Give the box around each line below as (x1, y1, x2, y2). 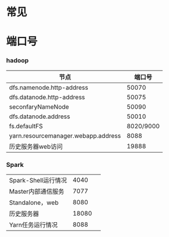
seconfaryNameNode (9, 102, 69, 110)
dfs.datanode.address (9, 112, 71, 121)
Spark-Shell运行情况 (9, 176, 67, 184)
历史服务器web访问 (9, 142, 63, 150)
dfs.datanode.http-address (9, 93, 85, 101)
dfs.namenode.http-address (9, 83, 89, 91)
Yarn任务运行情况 (9, 220, 58, 229)
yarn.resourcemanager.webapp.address (9, 131, 122, 140)
